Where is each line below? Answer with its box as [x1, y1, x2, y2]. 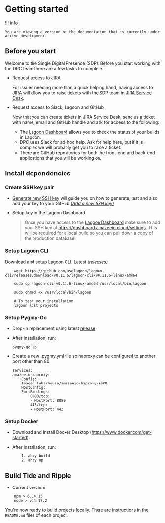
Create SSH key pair [5, 184, 54, 191]
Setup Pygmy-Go [5, 314, 47, 321]
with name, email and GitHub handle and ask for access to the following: [12, 119, 159, 125]
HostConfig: [21, 385, 46, 390]
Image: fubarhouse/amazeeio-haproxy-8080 [21, 381, 107, 386]
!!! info [5, 20, 18, 26]
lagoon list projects [14, 303, 58, 308]
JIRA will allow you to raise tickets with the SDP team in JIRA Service [12, 90, 152, 96]
